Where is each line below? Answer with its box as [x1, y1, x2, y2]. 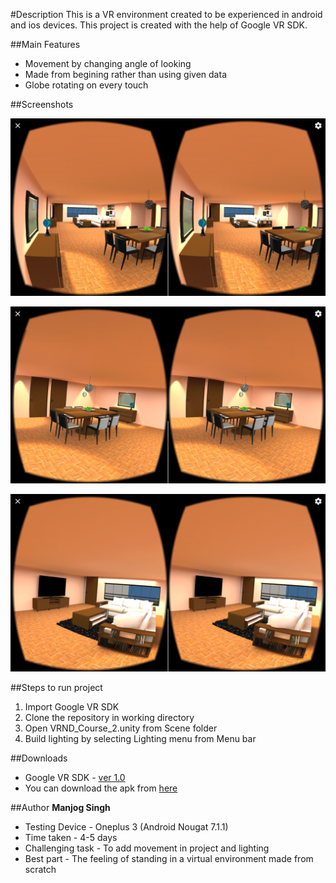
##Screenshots [10, 99, 74, 110]
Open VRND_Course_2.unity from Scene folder [24, 722, 218, 734]
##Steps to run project [10, 681, 103, 693]
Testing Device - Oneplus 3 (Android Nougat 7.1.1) [24, 820, 229, 833]
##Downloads [10, 752, 68, 764]
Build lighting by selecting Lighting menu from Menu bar [24, 732, 257, 744]
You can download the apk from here [24, 782, 178, 794]
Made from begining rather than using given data [24, 69, 227, 80]
